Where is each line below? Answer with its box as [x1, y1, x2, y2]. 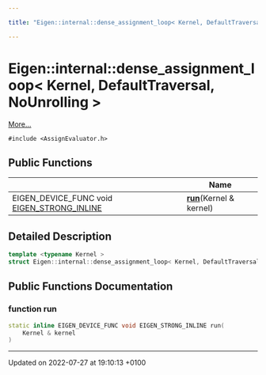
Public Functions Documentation [8, 280, 173, 294]
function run [8, 304, 58, 315]
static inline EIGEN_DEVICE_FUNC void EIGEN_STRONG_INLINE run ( [8, 321, 225, 329]
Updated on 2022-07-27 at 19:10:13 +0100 [8, 358, 146, 368]
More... [8, 119, 32, 129]
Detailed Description [8, 229, 112, 243]
